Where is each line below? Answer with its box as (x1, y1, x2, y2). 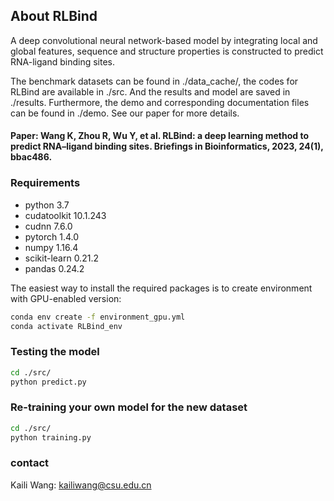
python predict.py (10, 377, 87, 387)
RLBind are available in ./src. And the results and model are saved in (10, 85, 291, 98)
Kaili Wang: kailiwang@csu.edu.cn (10, 479, 152, 491)
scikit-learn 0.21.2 (24, 252, 99, 264)
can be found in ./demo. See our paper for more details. (10, 107, 240, 119)
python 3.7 (24, 199, 70, 211)
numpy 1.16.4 (24, 241, 79, 253)
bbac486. (10, 151, 53, 163)
